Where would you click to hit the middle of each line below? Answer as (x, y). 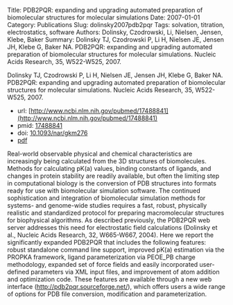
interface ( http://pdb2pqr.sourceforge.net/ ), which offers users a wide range (116, 287)
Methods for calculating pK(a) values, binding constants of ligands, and (109, 168)
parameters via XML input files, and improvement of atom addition (125, 272)
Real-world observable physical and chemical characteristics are (100, 154)
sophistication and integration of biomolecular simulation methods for (106, 198)
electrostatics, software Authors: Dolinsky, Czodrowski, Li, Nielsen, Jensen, (115, 32)
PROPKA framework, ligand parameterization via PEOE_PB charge (101, 257)
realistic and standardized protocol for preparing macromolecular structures (116, 213)
